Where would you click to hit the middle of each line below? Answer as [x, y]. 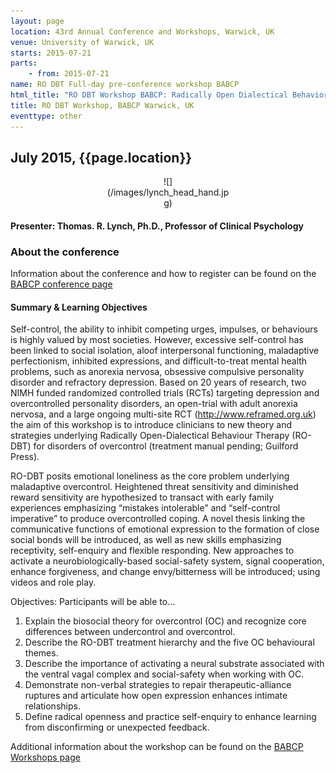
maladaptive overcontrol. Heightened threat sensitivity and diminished [154, 487]
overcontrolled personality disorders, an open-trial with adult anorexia [154, 404]
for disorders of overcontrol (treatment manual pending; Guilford [166, 446]
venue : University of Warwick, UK [82, 42]
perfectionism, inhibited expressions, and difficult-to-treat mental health [159, 361]
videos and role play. [53, 582]
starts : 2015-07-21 [51, 53]
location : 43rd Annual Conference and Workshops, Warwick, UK [142, 31]
